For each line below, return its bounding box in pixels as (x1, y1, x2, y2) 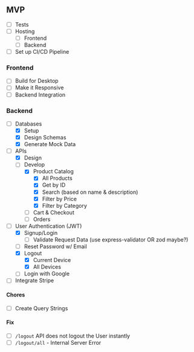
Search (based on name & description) (42, 188, 138, 196)
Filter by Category (42, 202, 88, 209)
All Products (42, 174, 73, 182)
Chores (6, 291, 25, 298)
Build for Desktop (15, 77, 59, 85)
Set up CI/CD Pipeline (15, 48, 70, 56)
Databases (15, 120, 42, 127)
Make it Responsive (15, 84, 64, 91)
